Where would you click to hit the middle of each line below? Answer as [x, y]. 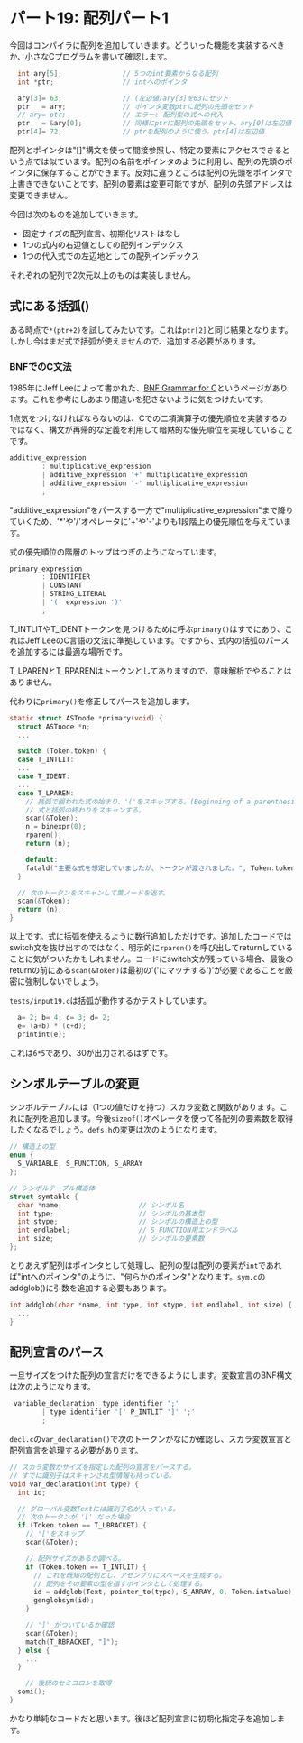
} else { [34, 1650]
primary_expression [46, 569]
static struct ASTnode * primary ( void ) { [87, 718]
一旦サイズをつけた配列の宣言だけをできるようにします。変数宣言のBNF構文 [151, 1375]
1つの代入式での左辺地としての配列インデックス [111, 256]
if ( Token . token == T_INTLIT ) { [86, 1567]
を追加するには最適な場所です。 [69, 651]
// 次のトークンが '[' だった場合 [74, 1517]
